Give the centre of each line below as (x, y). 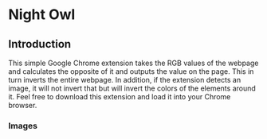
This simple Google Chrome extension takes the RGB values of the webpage (133, 63)
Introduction (40, 44)
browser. (23, 105)
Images (23, 125)
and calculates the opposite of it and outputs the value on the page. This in (131, 71)
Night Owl (42, 15)
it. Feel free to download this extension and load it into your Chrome (120, 97)
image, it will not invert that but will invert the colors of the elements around (132, 88)
